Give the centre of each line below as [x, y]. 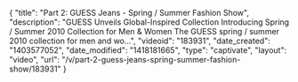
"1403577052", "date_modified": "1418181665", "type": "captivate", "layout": [148, 50]
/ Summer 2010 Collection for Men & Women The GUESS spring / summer [145, 31]
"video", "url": [35, 60]
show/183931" [35, 69]
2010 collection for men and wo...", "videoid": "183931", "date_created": [140, 41]
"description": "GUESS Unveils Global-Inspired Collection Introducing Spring [149, 22]
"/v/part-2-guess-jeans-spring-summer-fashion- [151, 60]
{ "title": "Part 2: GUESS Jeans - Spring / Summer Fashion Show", [129, 13]
